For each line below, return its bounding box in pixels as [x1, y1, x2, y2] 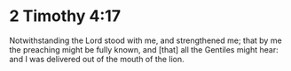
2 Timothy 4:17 [9, 6, 122, 26]
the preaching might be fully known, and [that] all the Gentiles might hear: [9, 44, 279, 54]
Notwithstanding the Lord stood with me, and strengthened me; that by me [9, 35, 282, 46]
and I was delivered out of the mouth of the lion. [9, 53, 185, 64]
